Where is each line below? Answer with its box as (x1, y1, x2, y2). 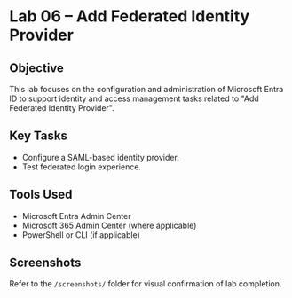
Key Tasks (9, 129, 68, 144)
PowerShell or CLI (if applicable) (21, 229, 140, 240)
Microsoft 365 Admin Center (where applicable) (21, 220, 197, 231)
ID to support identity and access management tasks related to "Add (9, 93, 259, 104)
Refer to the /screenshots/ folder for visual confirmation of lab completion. (9, 278, 282, 289)
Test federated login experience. (21, 161, 142, 172)
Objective (9, 60, 65, 75)
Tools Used (9, 187, 73, 202)
